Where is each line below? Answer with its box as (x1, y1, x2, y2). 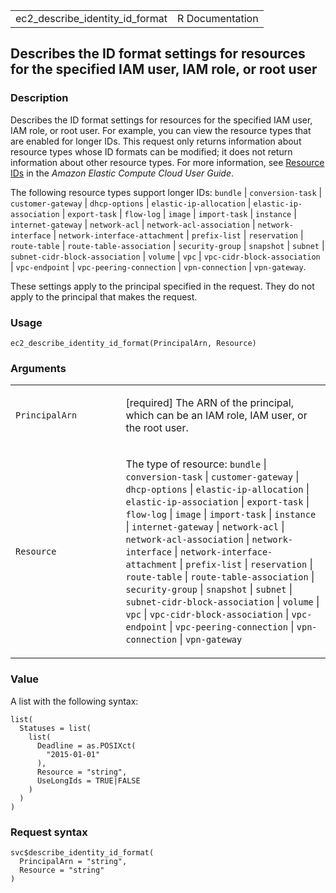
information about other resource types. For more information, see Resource (10, 156, 325, 168)
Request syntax (10, 825, 88, 839)
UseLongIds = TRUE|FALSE (36, 775, 141, 786)
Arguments (10, 361, 67, 375)
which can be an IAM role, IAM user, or (125, 409, 308, 423)
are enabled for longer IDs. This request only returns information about (10, 135, 302, 147)
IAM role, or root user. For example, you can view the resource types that (10, 124, 312, 136)
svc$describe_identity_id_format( (10, 847, 155, 858)
